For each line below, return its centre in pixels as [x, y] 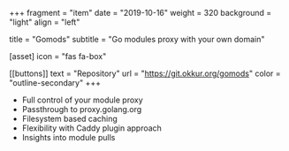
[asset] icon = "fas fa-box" [58, 56]
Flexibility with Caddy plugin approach [91, 128]
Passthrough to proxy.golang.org [82, 109]
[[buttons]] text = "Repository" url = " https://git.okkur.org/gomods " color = [145, 73]
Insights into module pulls [68, 137]
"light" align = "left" [45, 22]
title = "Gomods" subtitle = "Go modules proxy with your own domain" [137, 39]
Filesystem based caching [69, 119]
